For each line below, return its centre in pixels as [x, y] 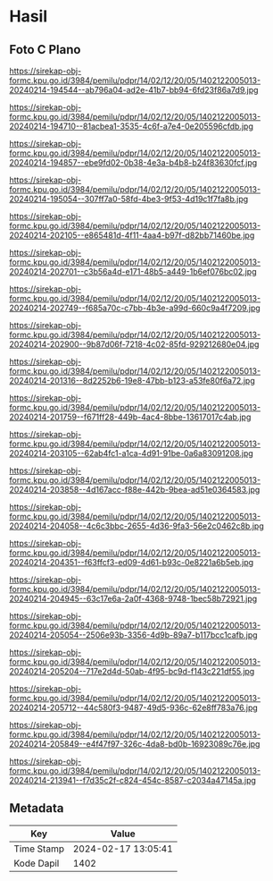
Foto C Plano [45, 50]
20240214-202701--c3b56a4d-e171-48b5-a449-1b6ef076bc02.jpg [133, 271]
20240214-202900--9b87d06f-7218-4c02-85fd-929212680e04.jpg [134, 344]
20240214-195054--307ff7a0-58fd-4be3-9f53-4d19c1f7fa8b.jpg [129, 199]
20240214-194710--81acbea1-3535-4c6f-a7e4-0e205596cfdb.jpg [132, 126]
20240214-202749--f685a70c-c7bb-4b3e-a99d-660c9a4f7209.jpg [135, 308]
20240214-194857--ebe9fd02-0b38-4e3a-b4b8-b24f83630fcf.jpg [133, 162]
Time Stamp [39, 849]
